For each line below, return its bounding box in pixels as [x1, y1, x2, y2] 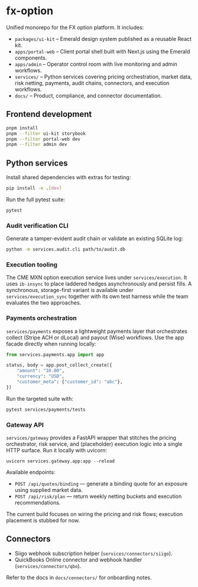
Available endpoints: [6, 469, 56, 475]
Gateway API [6, 420, 44, 429]
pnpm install [6, 125, 38, 131]
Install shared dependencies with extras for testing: [6, 174, 131, 181]
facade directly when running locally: [6, 340, 96, 347]
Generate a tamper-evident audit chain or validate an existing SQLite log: [6, 235, 183, 242]
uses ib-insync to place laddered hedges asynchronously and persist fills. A [6, 280, 192, 287]
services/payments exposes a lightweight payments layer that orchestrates [6, 328, 188, 335]
